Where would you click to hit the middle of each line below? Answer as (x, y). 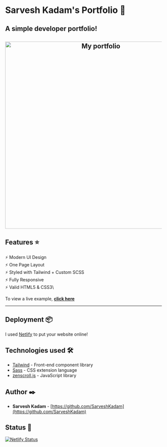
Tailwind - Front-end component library (53, 365)
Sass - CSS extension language (44, 370)
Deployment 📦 (29, 320)
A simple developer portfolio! (51, 29)
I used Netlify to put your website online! (46, 334)
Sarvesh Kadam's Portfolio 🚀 (65, 10)
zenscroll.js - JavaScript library (44, 376)
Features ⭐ (22, 242)
